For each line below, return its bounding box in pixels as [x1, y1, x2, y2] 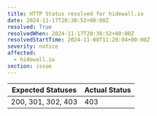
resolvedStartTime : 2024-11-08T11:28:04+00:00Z [7, 37, 151, 44]
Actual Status [84, 85, 132, 95]
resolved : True [7, 23, 52, 30]
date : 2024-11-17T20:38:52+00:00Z [7, 17, 110, 24]
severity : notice [7, 43, 59, 50]
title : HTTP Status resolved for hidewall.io [7, 10, 144, 18]
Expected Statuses [11, 85, 77, 95]
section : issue [7, 63, 52, 70]
